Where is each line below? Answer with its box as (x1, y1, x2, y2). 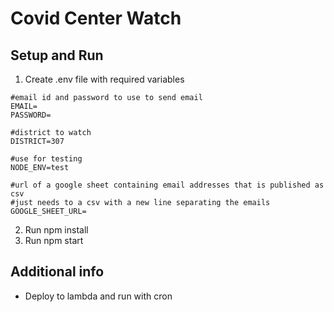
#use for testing (10, 154, 83, 164)
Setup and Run (10, 47, 104, 64)
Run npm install (24, 224, 89, 236)
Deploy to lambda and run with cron (24, 290, 173, 302)
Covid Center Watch (10, 7, 182, 30)
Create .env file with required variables (24, 73, 185, 85)
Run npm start (24, 235, 84, 246)
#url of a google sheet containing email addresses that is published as (10, 180, 325, 190)
